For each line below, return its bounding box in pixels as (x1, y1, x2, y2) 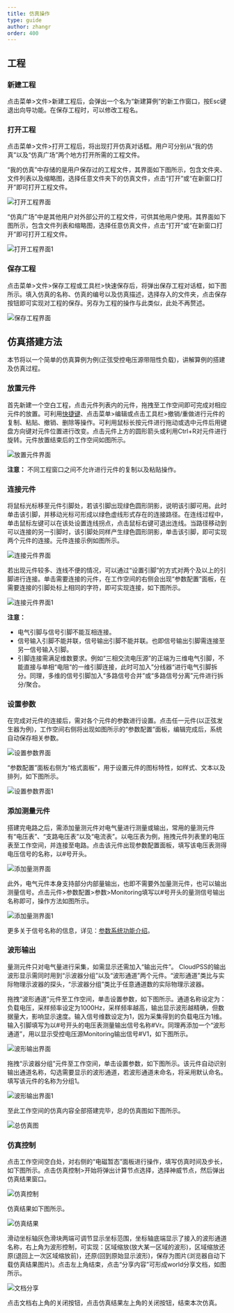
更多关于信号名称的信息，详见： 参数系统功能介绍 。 (7, 926, 154, 934)
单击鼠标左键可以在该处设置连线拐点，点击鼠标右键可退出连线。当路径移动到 (7, 519, 227, 527)
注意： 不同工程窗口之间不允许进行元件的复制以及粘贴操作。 (7, 465, 180, 473)
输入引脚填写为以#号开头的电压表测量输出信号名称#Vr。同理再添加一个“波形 (7, 1021, 226, 1029)
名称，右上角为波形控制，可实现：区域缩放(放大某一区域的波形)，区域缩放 (7, 1243, 219, 1252)
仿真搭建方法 (7, 335, 63, 347)
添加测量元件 (7, 806, 51, 816)
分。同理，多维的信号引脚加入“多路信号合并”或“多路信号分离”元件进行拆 (17, 671, 224, 680)
